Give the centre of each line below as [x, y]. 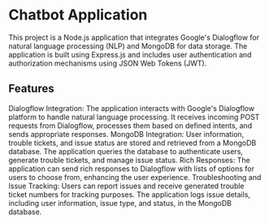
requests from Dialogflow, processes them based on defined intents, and [130, 125]
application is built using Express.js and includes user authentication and [130, 54]
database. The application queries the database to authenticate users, [126, 151]
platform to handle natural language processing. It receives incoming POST [134, 117]
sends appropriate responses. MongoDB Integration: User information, [126, 134]
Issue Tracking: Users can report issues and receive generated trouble [127, 186]
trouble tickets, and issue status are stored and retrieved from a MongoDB [132, 143]
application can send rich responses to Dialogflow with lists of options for [131, 169]
